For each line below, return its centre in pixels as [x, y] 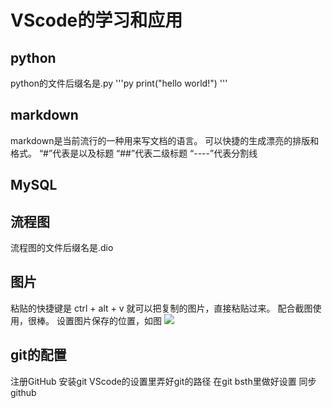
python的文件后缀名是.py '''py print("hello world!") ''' [119, 83]
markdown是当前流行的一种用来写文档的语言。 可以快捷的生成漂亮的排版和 [165, 140]
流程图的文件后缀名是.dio [62, 248]
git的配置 [38, 355]
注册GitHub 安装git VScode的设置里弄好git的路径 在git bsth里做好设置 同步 [163, 381]
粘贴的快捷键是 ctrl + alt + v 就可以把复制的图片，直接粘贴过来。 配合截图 [161, 308]
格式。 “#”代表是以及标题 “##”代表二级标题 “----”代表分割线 [134, 153]
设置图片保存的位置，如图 [109, 320]
